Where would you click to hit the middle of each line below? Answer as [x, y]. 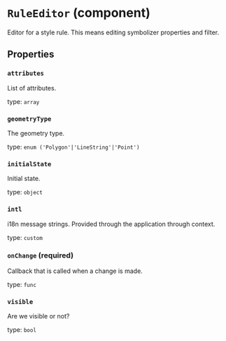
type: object [25, 192]
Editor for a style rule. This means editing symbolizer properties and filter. [113, 32]
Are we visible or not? [38, 316]
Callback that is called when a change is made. [75, 271]
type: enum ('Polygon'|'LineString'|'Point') [73, 147]
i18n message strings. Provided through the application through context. [111, 224]
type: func [22, 284]
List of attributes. [32, 88]
